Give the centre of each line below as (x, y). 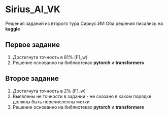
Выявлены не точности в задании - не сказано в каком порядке (82, 96)
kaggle (13, 28)
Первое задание (32, 45)
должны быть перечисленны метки (51, 102)
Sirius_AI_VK (33, 9)
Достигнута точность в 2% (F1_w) (49, 91)
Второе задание (32, 79)
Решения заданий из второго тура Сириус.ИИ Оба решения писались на (84, 23)
